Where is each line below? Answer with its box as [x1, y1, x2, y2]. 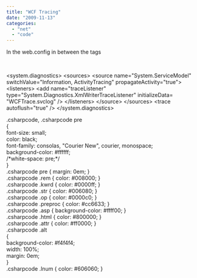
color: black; [6, 135, 38, 143]
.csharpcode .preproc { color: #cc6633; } [6, 201, 110, 208]
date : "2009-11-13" [6, 15, 56, 21]
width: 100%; [6, 246, 40, 253]
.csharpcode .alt [6, 226, 47, 233]
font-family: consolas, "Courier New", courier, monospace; [6, 142, 153, 149]
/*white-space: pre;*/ [6, 155, 60, 162]
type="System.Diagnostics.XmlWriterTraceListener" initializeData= [6, 91, 173, 99]
